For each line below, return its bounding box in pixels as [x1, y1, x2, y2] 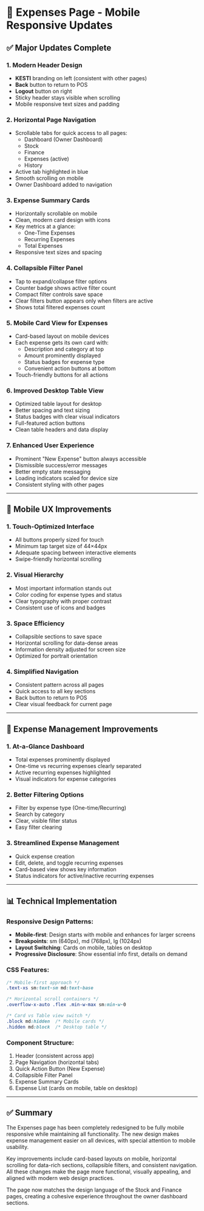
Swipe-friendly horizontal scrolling [15, 555, 102, 563]
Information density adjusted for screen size [15, 645, 126, 653]
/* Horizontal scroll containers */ [6, 996, 99, 1002]
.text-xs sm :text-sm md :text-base [6, 985, 94, 991]
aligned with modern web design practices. [6, 1174, 115, 1181]
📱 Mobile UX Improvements [6, 504, 112, 515]
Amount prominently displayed [24, 352, 101, 359]
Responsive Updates [6, 18, 113, 32]
